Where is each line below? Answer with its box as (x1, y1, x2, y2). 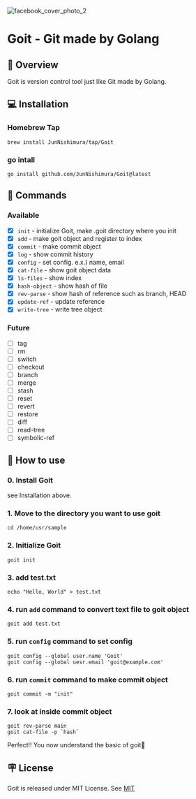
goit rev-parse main (7, 723, 68, 730)
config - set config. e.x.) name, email (17, 258, 124, 266)
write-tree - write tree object (17, 305, 103, 314)
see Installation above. (7, 491, 72, 499)
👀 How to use (7, 454, 66, 466)
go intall (7, 154, 36, 164)
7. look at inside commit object (7, 706, 112, 716)
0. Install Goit (7, 475, 54, 485)
